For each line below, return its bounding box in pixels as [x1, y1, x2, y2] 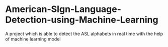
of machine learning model [5, 36, 61, 42]
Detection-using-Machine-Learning [5, 14, 158, 25]
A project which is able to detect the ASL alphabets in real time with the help [5, 30, 163, 36]
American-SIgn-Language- [5, 3, 122, 15]
